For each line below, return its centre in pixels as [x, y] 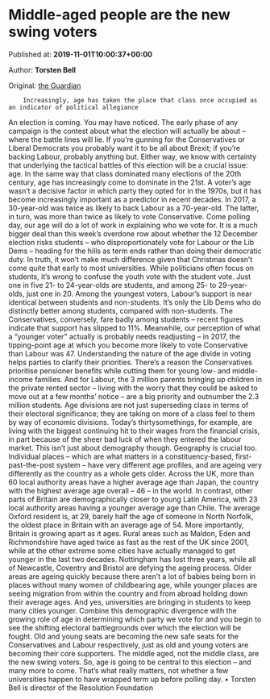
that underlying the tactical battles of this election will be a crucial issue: [128, 165]
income [21, 379]
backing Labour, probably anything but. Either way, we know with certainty [133, 156]
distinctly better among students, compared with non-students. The [121, 310]
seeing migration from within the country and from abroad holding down [128, 593]
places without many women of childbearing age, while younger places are [133, 585]
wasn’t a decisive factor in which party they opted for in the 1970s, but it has [135, 190]
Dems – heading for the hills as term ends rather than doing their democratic [135, 251]
